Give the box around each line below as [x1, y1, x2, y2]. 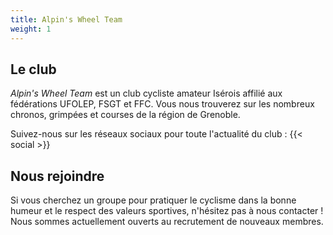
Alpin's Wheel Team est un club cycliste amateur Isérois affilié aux [10, 87, 283, 100]
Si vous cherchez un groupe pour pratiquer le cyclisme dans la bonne [10, 194, 297, 206]
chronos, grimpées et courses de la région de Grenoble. [10, 109, 241, 121]
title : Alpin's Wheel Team [10, 14, 123, 25]
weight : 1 [10, 24, 52, 34]
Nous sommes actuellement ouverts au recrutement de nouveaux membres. [10, 216, 324, 228]
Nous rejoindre [10, 167, 105, 185]
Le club [10, 61, 57, 78]
